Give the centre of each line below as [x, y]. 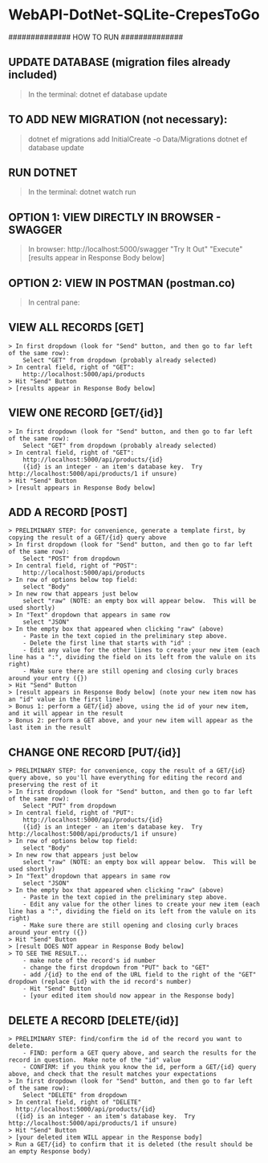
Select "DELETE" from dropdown [75, 1095]
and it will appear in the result [66, 714]
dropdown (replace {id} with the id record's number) [100, 982]
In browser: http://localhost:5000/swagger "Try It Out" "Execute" [135, 249]
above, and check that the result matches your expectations [113, 1075]
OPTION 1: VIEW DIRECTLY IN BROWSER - [115, 217]
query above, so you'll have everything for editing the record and [125, 778]
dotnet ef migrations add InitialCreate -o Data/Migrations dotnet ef [138, 139]
